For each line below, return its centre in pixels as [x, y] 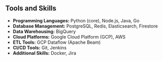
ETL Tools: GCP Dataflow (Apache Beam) [57, 42]
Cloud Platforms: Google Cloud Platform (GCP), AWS [69, 37]
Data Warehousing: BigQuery [44, 31]
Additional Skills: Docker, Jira [44, 53]
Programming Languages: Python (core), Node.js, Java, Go [76, 20]
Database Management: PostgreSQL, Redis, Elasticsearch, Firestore [85, 26]
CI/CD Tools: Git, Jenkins [39, 47]
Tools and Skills [31, 8]
